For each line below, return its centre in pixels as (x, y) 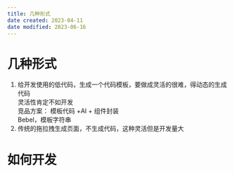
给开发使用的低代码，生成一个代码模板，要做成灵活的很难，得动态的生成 (122, 84)
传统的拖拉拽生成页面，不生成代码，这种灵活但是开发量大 (100, 129)
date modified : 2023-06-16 (47, 27)
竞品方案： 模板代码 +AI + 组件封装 (68, 111)
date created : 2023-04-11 (45, 20)
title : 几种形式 (29, 14)
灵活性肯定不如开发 (45, 102)
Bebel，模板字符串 (44, 120)
